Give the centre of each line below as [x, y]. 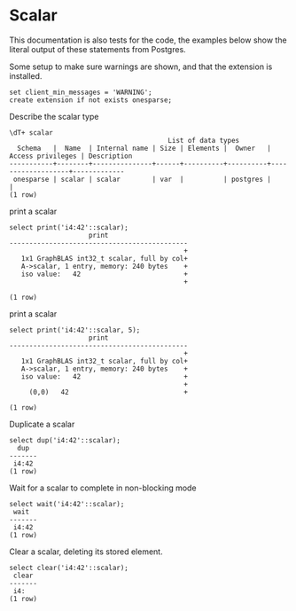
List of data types [204, 140]
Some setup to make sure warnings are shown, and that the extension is [141, 67]
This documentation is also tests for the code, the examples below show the [148, 40]
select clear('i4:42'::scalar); [69, 568]
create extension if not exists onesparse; [91, 100]
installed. [26, 75]
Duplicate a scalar [42, 424]
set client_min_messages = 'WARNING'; [81, 92]
